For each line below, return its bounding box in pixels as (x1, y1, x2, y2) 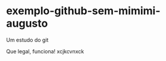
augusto (6, 17, 48, 30)
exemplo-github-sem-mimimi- (6, 4, 161, 18)
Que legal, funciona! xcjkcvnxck (6, 47, 84, 54)
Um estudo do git (6, 36, 49, 43)
